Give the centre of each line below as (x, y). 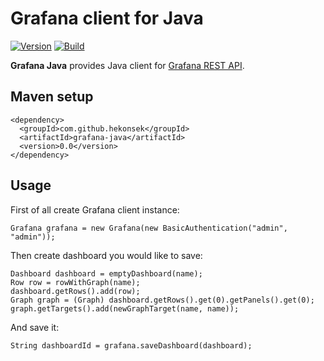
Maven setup (52, 97)
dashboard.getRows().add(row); (75, 291)
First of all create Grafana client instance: (95, 209)
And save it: (35, 327)
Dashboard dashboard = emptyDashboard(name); (106, 273)
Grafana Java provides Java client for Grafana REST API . (127, 65)
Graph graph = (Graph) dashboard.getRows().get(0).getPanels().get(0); (162, 300)
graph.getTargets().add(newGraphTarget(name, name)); (125, 308)
